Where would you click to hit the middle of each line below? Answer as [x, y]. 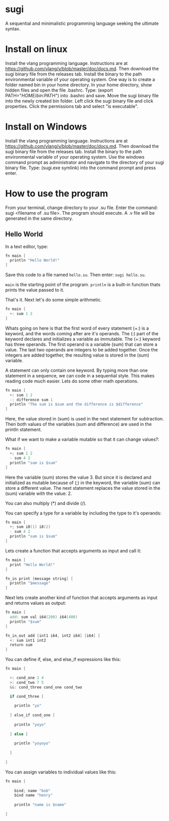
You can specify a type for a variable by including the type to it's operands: [83, 513]
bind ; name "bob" [33, 791]
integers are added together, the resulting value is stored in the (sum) [77, 355]
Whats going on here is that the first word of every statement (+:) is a [77, 328]
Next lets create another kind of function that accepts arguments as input [81, 598]
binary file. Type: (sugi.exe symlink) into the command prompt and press [81, 168]
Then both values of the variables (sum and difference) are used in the [79, 424]
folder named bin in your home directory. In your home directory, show [79, 85]
